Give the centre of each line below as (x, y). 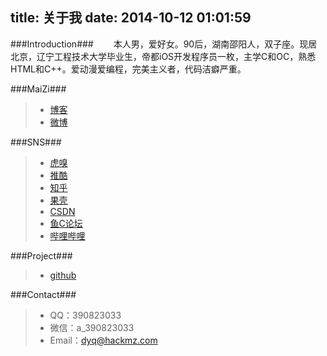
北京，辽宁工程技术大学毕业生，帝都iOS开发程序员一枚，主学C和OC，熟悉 (163, 56)
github (63, 275)
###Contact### (43, 294)
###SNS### (36, 142)
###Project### (41, 255)
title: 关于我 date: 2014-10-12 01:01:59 (131, 18)
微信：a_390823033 (92, 327)
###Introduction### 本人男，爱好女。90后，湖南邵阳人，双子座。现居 (164, 44)
